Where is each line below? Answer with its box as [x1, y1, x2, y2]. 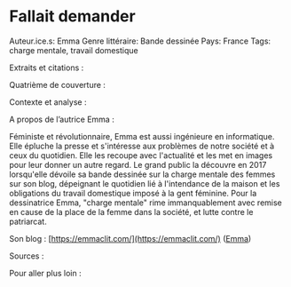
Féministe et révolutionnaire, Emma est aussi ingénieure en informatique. [9, 131, 275, 141]
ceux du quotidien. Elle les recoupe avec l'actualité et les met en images [9, 149, 273, 161]
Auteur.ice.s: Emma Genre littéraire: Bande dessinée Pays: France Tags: [9, 36, 271, 46]
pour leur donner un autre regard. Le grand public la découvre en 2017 [9, 159, 267, 170]
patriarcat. [9, 216, 47, 227]
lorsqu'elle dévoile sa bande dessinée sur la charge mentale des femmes [9, 169, 276, 179]
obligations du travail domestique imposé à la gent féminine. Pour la [9, 187, 257, 198]
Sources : [9, 251, 44, 261]
